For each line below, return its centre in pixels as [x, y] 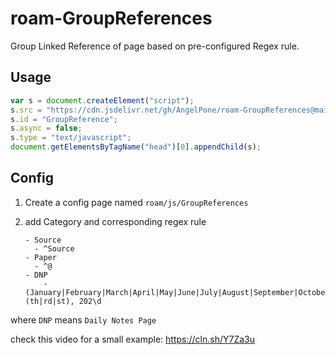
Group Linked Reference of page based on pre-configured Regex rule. [155, 46]
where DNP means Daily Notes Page [83, 319]
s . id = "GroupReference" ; [64, 119]
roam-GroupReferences [111, 18]
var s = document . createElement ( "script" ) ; [102, 100]
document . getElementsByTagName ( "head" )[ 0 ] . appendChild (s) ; [136, 147]
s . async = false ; [46, 128]
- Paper [40, 257]
